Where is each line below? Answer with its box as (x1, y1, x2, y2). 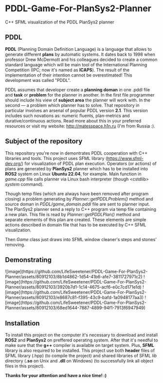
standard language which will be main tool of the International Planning (5, 61, 147, 67)
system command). (5, 181, 44, 187)
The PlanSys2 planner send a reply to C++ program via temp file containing (5, 206, 157, 212)
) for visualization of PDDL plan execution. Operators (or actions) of (21, 161, 157, 166)
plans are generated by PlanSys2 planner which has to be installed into (5, 165, 148, 171)
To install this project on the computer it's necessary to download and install (5, 332, 158, 338)
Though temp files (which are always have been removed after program (5, 191, 149, 197)
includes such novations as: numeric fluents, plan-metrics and (5, 113, 130, 119)
